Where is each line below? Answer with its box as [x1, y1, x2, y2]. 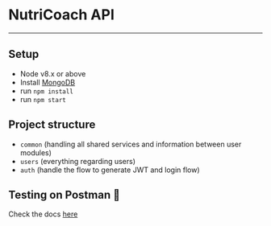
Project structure [8, 118, 96, 132]
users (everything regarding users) [19, 156, 135, 166]
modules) [19, 147, 52, 158]
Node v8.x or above [19, 68, 86, 78]
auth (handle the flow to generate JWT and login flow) [19, 165, 200, 175]
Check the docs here [8, 209, 78, 219]
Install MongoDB [19, 77, 76, 87]
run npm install [19, 86, 74, 96]
